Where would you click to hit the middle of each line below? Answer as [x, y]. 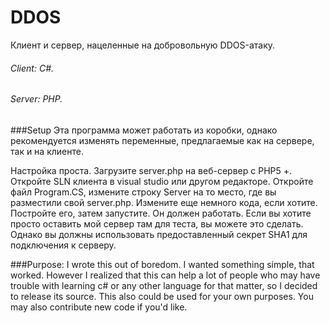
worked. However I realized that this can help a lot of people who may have [165, 275]
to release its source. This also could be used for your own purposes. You [162, 296]
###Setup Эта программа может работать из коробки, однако [144, 130]
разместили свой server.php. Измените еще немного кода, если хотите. [164, 202]
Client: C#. [32, 68]
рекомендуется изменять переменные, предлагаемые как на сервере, [162, 140]
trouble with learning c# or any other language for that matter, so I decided [164, 285]
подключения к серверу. [63, 245]
